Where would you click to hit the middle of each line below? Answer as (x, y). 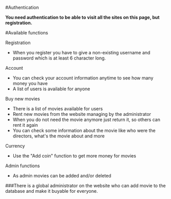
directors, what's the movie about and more (58, 136)
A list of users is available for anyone (51, 89)
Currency (15, 146)
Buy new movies (23, 99)
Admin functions (22, 166)
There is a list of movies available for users (58, 109)
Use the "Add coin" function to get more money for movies (74, 156)
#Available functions (27, 33)
